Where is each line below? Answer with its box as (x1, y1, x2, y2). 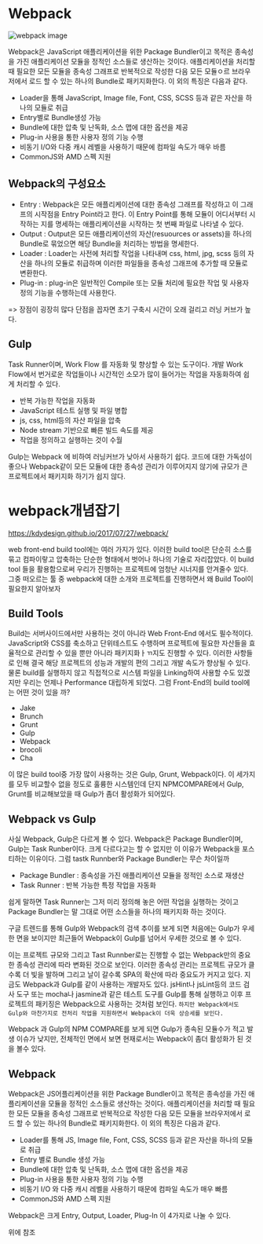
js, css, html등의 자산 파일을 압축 (19, 415, 122, 425)
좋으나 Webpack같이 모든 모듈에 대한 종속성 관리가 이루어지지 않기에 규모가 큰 (8, 461, 248, 471)
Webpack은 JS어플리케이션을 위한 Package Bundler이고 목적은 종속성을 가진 (8, 1088, 247, 1098)
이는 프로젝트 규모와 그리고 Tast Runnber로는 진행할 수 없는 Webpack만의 (8, 950, 237, 960)
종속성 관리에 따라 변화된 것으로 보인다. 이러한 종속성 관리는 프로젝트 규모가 (16, 960, 247, 970)
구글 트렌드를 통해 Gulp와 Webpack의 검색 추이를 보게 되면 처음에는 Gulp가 (8, 924, 240, 933)
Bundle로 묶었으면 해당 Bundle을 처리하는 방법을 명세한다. (19, 239, 199, 248)
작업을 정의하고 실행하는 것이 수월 (19, 435, 123, 445)
